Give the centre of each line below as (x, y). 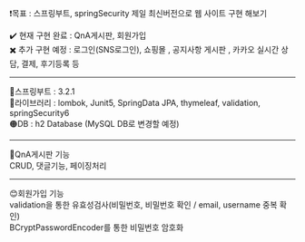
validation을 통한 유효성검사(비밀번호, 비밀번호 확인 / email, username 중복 (143, 205)
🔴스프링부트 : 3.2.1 (42, 92)
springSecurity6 (39, 113)
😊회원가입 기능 (37, 194)
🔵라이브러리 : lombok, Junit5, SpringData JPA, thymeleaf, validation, (135, 103)
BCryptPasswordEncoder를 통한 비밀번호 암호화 (97, 227)
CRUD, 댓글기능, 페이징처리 (58, 165)
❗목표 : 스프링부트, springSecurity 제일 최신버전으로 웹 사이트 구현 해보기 (138, 13)
